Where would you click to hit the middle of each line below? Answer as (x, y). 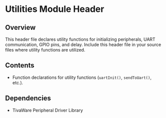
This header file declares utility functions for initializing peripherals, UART (80, 39)
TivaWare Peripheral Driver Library (48, 110)
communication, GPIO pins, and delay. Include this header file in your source (83, 45)
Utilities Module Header (55, 9)
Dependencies (28, 98)
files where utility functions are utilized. (45, 50)
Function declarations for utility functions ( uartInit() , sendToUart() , (82, 77)
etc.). (18, 82)
